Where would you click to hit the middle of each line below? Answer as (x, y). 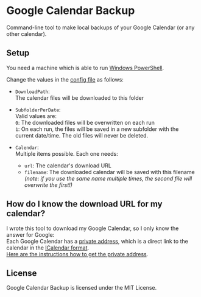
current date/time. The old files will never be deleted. (82, 135)
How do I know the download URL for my (84, 204)
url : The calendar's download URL (68, 166)
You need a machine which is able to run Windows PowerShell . (85, 68)
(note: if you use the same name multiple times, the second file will (108, 178)
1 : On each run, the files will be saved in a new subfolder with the (97, 129)
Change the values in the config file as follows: (65, 79)
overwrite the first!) (48, 185)
